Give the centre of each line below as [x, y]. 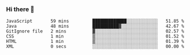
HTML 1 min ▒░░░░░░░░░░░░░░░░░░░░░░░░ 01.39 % [95, 42]
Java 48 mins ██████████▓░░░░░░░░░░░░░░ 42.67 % [95, 26]
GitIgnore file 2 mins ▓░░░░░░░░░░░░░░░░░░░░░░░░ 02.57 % [95, 31]
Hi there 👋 [20, 9]
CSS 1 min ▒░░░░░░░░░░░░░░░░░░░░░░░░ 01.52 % [95, 36]
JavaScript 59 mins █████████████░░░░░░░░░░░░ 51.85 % [95, 21]
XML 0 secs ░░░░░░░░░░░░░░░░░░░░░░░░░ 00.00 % [95, 47]
